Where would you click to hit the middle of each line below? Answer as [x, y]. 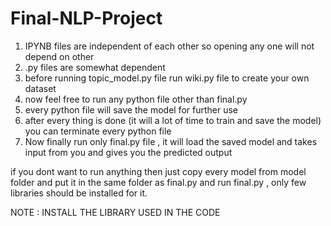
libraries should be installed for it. [79, 193]
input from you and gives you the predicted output [128, 152]
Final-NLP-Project [86, 18]
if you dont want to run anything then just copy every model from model [158, 171]
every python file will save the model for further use [131, 109]
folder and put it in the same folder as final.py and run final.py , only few [158, 182]
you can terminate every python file [98, 131]
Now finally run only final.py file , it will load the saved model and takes [171, 141]
